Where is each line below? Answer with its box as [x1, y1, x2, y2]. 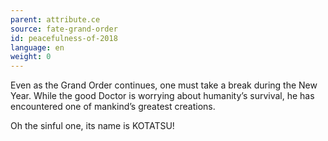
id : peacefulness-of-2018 [10, 33, 118, 43]
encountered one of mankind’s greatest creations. [10, 101, 216, 113]
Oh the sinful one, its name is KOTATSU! [10, 120, 175, 132]
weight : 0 [10, 52, 52, 62]
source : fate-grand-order [10, 24, 118, 34]
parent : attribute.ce [10, 14, 101, 25]
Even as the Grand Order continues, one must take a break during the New [10, 79, 318, 91]
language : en [10, 42, 65, 53]
